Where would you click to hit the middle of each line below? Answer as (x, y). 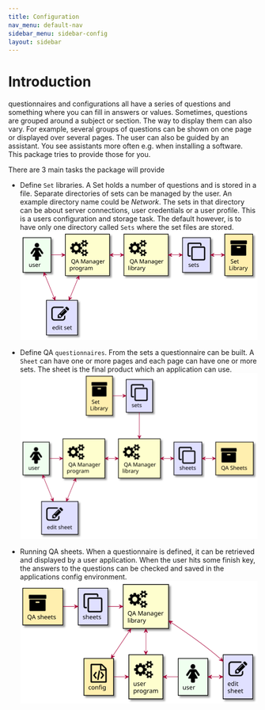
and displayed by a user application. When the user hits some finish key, (137, 559)
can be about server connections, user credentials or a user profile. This (137, 211)
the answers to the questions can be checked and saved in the (122, 568)
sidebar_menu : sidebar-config (58, 33)
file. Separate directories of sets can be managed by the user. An (125, 193)
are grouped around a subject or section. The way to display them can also (131, 121)
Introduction (50, 82)
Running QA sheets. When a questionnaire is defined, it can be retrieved (137, 552)
